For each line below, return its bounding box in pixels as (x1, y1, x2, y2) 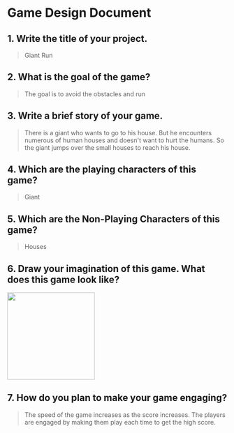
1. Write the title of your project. (7, 33, 148, 45)
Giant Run (24, 51, 53, 59)
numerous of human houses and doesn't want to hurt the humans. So (24, 136, 225, 144)
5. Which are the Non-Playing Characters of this (7, 213, 220, 225)
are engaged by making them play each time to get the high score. (24, 418, 216, 426)
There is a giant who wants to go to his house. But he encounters (24, 128, 212, 137)
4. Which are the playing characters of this (7, 164, 197, 176)
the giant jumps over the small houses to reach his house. (24, 143, 191, 151)
